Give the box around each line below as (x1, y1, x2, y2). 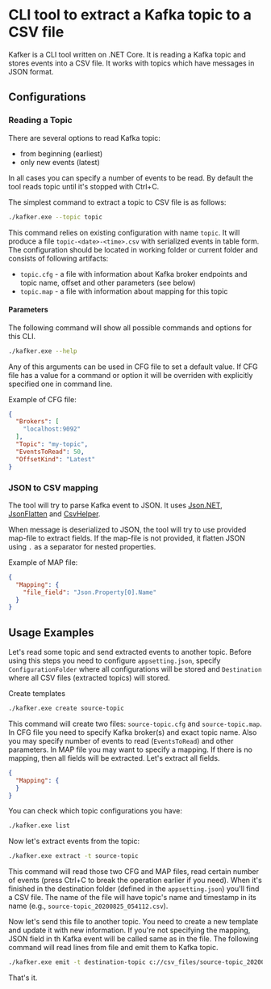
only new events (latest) (19, 157, 101, 167)
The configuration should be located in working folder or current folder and (8, 244, 258, 254)
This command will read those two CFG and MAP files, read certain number (8, 867, 260, 877)
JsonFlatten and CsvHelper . (8, 508, 101, 519)
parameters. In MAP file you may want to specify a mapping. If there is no (8, 745, 252, 754)
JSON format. (8, 66, 54, 76)
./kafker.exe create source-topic (8, 704, 125, 713)
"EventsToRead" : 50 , (15, 448, 85, 456)
